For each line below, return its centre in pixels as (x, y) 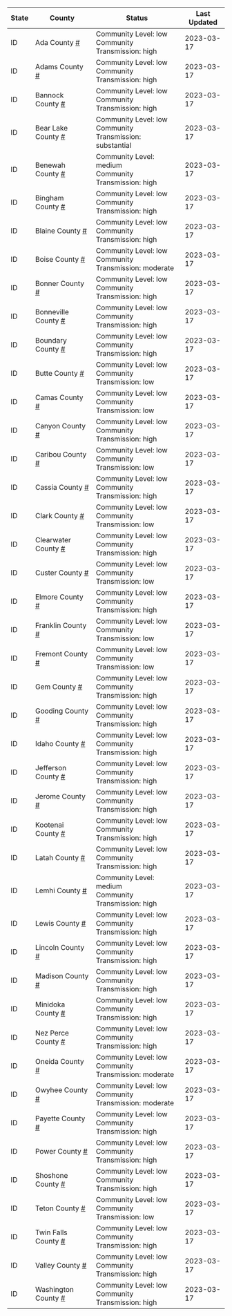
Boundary (51, 340)
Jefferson (51, 768)
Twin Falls (51, 1232)
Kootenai (49, 825)
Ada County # (58, 42)
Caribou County (61, 454)
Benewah (50, 165)
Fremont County (61, 654)
